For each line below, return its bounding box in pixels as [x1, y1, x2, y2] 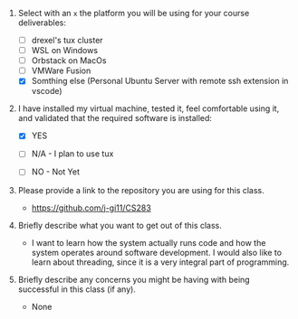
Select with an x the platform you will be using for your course [17, 8, 250, 18]
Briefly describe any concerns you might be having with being [17, 274, 251, 285]
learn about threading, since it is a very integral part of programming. [31, 257, 290, 267]
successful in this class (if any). [17, 284, 136, 295]
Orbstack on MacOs [31, 55, 107, 66]
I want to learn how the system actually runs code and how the [31, 237, 266, 248]
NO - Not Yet [31, 166, 80, 177]
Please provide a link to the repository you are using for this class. [17, 184, 264, 195]
